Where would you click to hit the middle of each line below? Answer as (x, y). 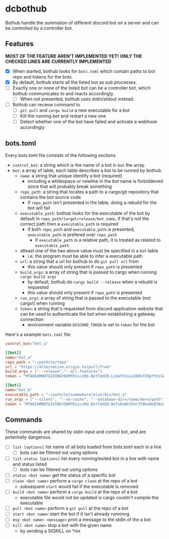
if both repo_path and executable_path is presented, (81, 229)
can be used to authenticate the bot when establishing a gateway (88, 314)
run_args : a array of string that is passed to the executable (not (85, 298)
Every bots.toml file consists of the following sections (61, 155)
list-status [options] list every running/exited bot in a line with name (86, 458)
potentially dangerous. (28, 437)
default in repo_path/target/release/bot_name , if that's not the (84, 219)
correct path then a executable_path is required (69, 224)
